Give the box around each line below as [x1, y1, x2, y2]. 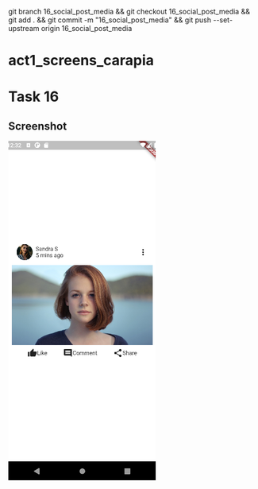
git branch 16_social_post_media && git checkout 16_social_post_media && [8, 7, 250, 16]
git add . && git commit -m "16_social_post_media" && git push [8, 15, 212, 25]
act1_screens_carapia [8, 52, 155, 70]
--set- [213, 15, 233, 25]
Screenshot [8, 119, 67, 133]
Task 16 [8, 87, 60, 106]
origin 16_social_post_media [40, 24, 133, 33]
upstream [8, 24, 40, 33]
